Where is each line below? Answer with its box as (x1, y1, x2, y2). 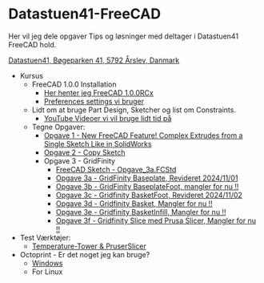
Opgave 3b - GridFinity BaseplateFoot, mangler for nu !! (55, 181, 239, 191)
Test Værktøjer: (19, 232, 71, 242)
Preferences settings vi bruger (43, 96, 145, 106)
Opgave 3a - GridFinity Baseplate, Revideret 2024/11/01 (55, 173, 238, 183)
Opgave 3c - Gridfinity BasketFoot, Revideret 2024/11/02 (55, 190, 242, 200)
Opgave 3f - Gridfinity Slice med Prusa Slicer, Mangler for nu (55, 216, 257, 225)
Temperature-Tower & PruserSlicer (31, 241, 146, 251)
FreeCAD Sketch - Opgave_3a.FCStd (55, 164, 177, 174)
